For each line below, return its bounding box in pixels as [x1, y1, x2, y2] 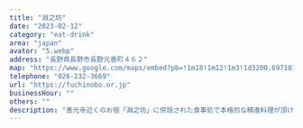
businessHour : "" [9, 88, 75, 97]
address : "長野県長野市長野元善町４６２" [9, 55, 149, 64]
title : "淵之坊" [9, 13, 67, 23]
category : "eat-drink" [9, 30, 95, 39]
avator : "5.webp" [9, 47, 75, 56]
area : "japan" [9, 38, 63, 48]
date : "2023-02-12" [9, 22, 83, 31]
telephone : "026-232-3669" [9, 72, 111, 81]
